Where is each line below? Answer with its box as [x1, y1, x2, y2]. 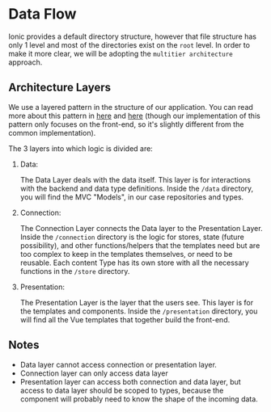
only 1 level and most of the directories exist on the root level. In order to [8, 40, 251, 49]
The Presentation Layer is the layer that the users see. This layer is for [19, 297, 253, 307]
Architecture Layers [8, 81, 112, 95]
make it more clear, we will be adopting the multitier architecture [8, 48, 233, 58]
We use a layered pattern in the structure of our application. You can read [8, 102, 253, 111]
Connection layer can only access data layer [19, 368, 168, 378]
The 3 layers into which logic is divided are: [8, 143, 154, 153]
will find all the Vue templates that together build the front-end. [19, 314, 231, 324]
